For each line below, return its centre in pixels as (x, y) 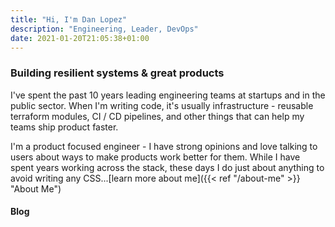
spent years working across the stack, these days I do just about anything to (167, 167)
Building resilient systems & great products (117, 73)
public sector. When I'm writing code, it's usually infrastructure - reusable (162, 105)
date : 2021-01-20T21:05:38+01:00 (80, 38)
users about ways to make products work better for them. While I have (155, 157)
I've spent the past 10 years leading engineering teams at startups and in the (168, 95)
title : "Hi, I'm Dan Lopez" (69, 19)
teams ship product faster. (64, 127)
